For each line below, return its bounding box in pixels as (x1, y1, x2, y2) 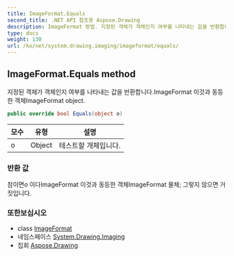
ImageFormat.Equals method (7, 68, 136, 80)
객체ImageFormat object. (14, 96, 86, 104)
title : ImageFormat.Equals (7, 10, 86, 17)
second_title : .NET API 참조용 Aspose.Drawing (7, 17, 141, 24)
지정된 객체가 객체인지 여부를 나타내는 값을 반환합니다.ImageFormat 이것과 (7, 88, 211, 96)
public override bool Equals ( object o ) (7, 110, 123, 117)
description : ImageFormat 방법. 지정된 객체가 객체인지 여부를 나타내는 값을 (7, 23, 208, 30)
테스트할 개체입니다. (58, 141, 121, 150)
